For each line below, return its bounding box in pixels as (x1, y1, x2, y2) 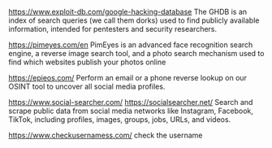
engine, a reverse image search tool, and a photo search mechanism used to (8, 49, 265, 58)
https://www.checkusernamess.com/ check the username (8, 130, 203, 140)
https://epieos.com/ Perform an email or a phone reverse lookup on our (8, 73, 248, 82)
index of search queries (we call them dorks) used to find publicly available (8, 15, 260, 25)
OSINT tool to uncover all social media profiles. (8, 81, 166, 91)
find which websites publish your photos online (8, 57, 166, 67)
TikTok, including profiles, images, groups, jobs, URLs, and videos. (8, 115, 231, 124)
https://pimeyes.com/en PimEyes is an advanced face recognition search (8, 40, 253, 50)
